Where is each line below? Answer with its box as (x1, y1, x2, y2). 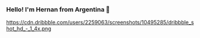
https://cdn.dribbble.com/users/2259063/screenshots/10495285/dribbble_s (6, 19, 195, 26)
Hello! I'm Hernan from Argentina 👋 (6, 5, 110, 14)
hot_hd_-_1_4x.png (6, 25, 52, 32)
